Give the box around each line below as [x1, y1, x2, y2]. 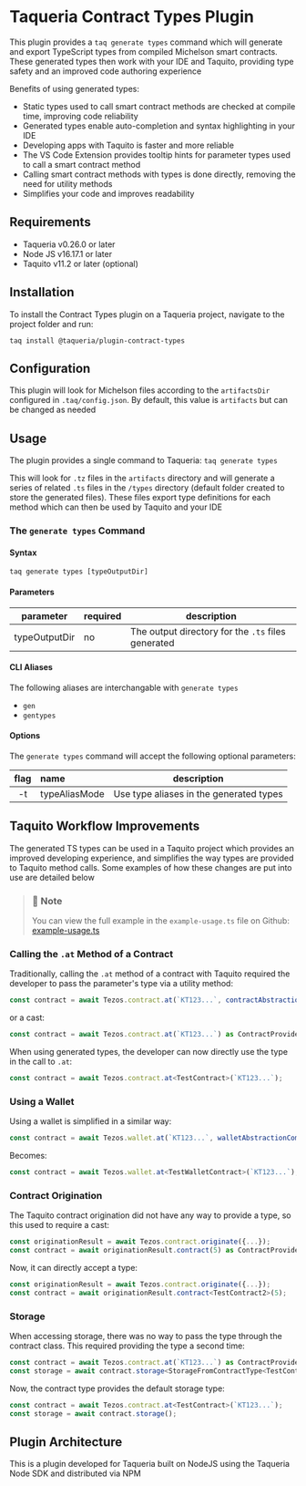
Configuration [9, 360, 91, 376]
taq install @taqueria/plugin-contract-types [9, 335, 185, 346]
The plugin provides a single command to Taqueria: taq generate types [9, 455, 278, 466]
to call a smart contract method [22, 159, 141, 170]
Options [9, 730, 41, 741]
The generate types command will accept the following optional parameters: [9, 750, 296, 761]
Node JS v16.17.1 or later [22, 248, 112, 259]
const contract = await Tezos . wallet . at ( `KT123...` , [9, 1133, 214, 1143]
